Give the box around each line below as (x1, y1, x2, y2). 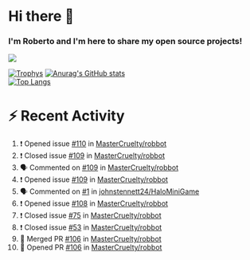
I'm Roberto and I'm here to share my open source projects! (8, 36, 243, 47)
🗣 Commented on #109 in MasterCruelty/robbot (19, 163, 179, 172)
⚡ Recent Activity (8, 107, 125, 124)
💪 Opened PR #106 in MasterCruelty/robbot (19, 242, 162, 252)
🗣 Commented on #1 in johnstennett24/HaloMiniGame (19, 187, 200, 196)
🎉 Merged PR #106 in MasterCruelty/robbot (19, 234, 162, 244)
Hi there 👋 (8, 7, 74, 26)
